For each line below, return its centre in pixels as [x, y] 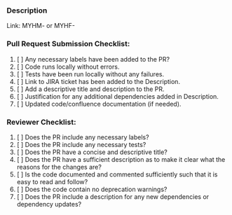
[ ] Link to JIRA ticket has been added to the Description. [98, 81]
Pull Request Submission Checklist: [68, 44]
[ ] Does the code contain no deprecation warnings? [92, 189]
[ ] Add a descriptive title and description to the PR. [91, 89]
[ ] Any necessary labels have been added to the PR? [93, 59]
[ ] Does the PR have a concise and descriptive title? [92, 152]
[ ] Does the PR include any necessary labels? [83, 137]
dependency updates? [49, 204]
